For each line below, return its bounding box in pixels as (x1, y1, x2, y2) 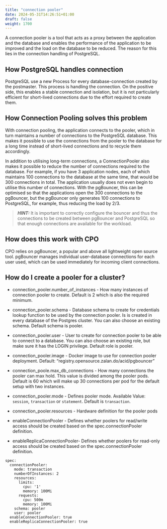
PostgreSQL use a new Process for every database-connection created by (5, 78, 158, 85)
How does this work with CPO (5, 235, 99, 244)
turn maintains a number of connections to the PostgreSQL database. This (5, 132, 158, 138)
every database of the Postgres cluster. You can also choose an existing (12, 317, 161, 323)
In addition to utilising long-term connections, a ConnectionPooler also (5, 158, 150, 164)
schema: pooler (14, 506, 46, 511)
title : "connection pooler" (5, 7, 64, 12)
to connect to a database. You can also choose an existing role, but (12, 337, 151, 344)
